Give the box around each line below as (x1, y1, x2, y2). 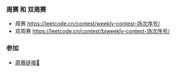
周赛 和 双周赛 (6, 5, 46, 13)
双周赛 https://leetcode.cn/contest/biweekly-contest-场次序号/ (14, 28, 170, 35)
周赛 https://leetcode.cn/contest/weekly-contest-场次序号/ (14, 20, 160, 28)
